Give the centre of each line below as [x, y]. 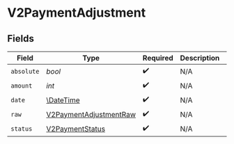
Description [200, 58]
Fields [21, 39]
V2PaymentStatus [76, 129]
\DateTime [63, 100]
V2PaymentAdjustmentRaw [91, 114]
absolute [25, 71]
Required [158, 58]
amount [22, 86]
